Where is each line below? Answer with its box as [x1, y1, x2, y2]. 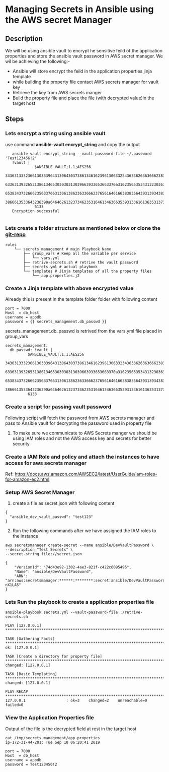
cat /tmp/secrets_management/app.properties [5, 735, 100, 740]
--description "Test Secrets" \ [5, 547, 73, 552]
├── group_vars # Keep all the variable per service [23, 251, 136, 256]
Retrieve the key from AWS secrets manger [12, 90, 102, 95]
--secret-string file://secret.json [5, 552, 82, 557]
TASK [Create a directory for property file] [5, 654, 102, 659]
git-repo [5, 231, 26, 238]
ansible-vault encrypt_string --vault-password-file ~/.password [12, 151, 152, 156]
